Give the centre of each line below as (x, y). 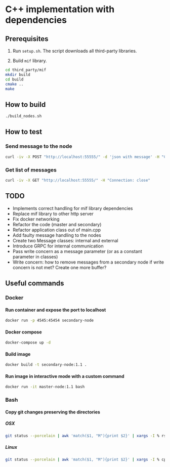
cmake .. (14, 84)
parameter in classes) (35, 257)
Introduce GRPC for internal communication (58, 246)
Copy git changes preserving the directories (53, 412)
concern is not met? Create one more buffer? (59, 267)
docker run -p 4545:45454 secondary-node (50, 321)
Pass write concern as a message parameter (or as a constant (77, 251)
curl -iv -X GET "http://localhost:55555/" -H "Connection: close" (78, 180)
